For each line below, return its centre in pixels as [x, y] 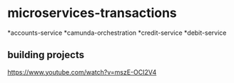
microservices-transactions [92, 13]
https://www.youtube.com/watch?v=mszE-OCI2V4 [82, 72]
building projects [46, 55]
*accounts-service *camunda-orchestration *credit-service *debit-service [117, 33]
